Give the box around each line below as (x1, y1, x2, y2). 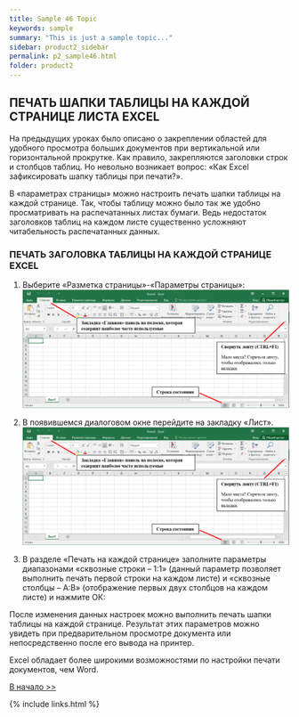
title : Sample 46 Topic (9, 14, 98, 23)
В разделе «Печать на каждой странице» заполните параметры (21, 553, 267, 565)
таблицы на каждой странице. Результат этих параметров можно (9, 618, 260, 629)
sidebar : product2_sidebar (9, 43, 109, 52)
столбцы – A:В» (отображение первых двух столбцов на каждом (21, 582, 269, 592)
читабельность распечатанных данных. (9, 225, 160, 236)
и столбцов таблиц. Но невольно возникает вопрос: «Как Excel (9, 161, 249, 172)
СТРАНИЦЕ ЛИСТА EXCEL (9, 110, 160, 125)
